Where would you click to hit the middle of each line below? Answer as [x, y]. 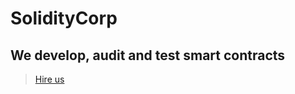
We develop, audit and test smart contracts [148, 55]
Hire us [49, 79]
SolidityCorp [64, 18]
